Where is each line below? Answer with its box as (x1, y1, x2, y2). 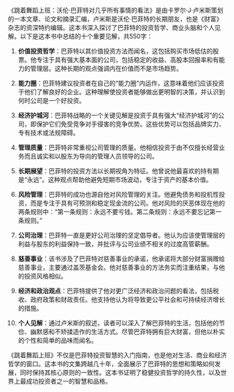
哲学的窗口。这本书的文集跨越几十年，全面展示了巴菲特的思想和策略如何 (8, 360, 215, 368)
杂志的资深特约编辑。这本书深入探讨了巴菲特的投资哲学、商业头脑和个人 (8, 24, 215, 31)
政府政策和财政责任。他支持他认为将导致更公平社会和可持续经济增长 (30, 295, 225, 304)
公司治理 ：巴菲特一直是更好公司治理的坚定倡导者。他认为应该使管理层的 (17, 231, 225, 239)
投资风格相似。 (24, 272, 67, 280)
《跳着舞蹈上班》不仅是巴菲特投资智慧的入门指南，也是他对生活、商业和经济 (8, 351, 227, 359)
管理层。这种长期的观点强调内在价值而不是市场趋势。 (30, 65, 183, 72)
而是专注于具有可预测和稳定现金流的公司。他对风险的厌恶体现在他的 (30, 199, 225, 207)
